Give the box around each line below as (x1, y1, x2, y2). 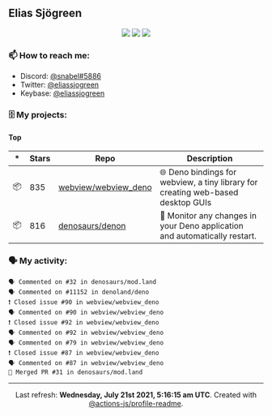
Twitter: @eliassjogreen (19, 80, 100, 90)
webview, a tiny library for (159, 177, 258, 188)
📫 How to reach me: (8, 49, 91, 61)
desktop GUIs (159, 197, 212, 208)
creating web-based (159, 187, 239, 198)
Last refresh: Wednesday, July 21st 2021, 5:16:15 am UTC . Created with (15, 389, 257, 400)
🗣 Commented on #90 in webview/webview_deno (8, 308, 164, 316)
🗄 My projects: (8, 109, 67, 121)
